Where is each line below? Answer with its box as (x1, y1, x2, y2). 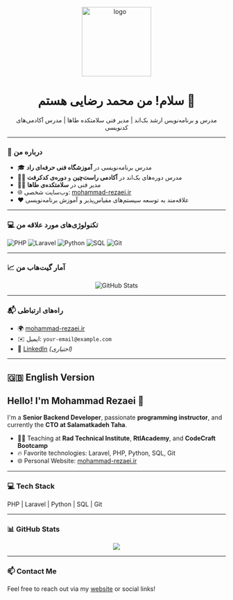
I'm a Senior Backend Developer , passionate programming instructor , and (7, 413, 223, 422)
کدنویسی (105, 123, 128, 131)
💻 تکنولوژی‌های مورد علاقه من (7, 220, 98, 230)
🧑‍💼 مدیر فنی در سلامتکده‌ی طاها (17, 181, 101, 189)
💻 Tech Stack (7, 481, 55, 491)
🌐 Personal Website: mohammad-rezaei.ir (17, 457, 137, 465)
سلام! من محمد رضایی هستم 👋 (37, 93, 196, 109)
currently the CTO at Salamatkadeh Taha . (7, 421, 128, 429)
